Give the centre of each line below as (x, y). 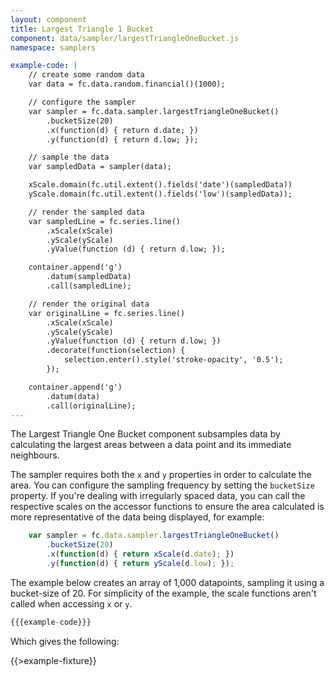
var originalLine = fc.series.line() (107, 313)
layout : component (48, 19)
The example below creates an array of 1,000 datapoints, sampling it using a (167, 582)
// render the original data (89, 304)
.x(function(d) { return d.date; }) (122, 130)
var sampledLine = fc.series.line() (105, 221)
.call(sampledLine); (89, 286)
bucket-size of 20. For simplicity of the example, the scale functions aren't (163, 593)
